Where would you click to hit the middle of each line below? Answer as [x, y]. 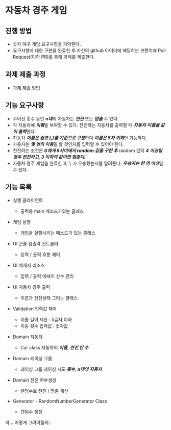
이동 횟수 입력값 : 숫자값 [44, 326]
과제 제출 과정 [26, 74]
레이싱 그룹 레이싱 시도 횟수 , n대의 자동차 [61, 369]
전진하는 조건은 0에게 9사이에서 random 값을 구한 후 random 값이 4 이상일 [87, 150]
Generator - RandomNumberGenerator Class [60, 401]
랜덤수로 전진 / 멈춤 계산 [44, 391]
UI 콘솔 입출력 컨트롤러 [35, 244]
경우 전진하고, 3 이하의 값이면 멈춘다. [49, 157]
